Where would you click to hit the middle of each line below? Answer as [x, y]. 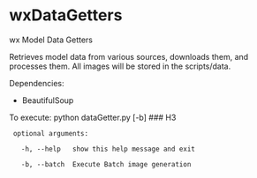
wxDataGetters [66, 15]
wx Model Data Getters [51, 40]
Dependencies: [37, 83]
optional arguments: [51, 133]
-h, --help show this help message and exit [108, 149]
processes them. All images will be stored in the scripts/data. [120, 66]
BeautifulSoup [48, 100]
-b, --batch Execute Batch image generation [106, 164]
